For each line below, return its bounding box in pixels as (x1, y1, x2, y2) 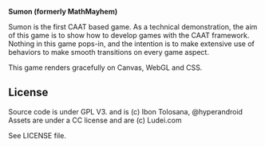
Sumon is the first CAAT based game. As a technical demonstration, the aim (8, 22, 258, 31)
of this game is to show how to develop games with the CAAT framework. (8, 31, 250, 40)
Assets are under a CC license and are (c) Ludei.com (8, 115, 182, 125)
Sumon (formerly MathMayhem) (8, 7, 118, 16)
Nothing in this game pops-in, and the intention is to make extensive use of (8, 39, 255, 48)
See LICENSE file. (8, 130, 66, 140)
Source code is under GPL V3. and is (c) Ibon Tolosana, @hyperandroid (8, 106, 243, 116)
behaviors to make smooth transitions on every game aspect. (8, 48, 210, 56)
